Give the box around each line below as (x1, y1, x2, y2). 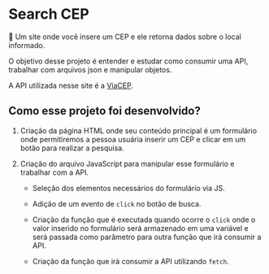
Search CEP (8, 5, 89, 24)
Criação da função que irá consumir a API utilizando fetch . (32, 256, 229, 266)
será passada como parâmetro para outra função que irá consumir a (32, 232, 262, 241)
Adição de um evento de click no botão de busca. (32, 198, 202, 208)
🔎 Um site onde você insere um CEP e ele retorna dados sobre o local (8, 32, 241, 41)
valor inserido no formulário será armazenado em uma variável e (32, 223, 249, 233)
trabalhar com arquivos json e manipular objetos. (8, 64, 172, 74)
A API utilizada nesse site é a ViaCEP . (8, 80, 134, 90)
